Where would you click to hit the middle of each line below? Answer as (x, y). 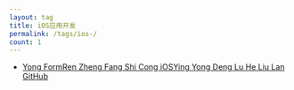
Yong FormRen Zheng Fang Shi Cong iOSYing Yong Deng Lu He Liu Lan (153, 67)
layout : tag (31, 17)
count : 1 (25, 42)
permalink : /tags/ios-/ (53, 34)
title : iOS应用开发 (43, 26)
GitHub (35, 77)
